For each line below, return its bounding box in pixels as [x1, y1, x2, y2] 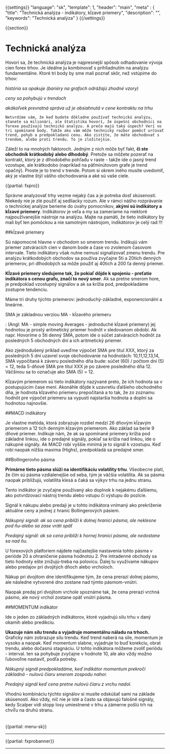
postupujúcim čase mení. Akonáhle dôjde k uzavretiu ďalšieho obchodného [5, 384, 162, 390]
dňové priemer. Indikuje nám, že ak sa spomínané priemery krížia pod [5, 430, 150, 436]
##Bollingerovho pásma [5, 456, 55, 463]
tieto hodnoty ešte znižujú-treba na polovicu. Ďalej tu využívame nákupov [5, 558, 159, 564]
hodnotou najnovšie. [5, 400, 48, 406]
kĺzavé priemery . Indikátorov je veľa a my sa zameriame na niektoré [5, 208, 148, 214]
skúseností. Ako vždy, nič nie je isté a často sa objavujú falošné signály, [5, 696, 155, 702]
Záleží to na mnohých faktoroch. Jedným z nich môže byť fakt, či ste [5, 145, 148, 152]
